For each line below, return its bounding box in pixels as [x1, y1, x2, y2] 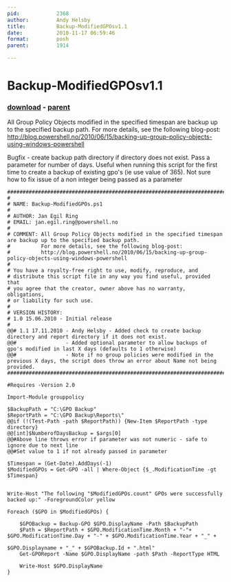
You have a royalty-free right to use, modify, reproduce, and [13, 267, 198, 274]
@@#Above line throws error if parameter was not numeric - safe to [7, 436, 208, 443]
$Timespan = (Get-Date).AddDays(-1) [7, 460, 112, 468]
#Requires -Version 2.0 [7, 382, 76, 389]
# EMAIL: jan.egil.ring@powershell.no [7, 219, 118, 226]
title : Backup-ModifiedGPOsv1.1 [7, 23, 128, 30]
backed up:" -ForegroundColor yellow [7, 496, 115, 503]
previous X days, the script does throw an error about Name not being [7, 358, 217, 365]
